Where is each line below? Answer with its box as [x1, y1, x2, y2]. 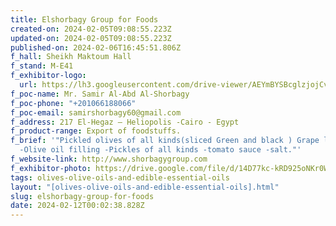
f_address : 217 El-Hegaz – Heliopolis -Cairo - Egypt [10, 117, 240, 127]
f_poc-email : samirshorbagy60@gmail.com [10, 107, 182, 118]
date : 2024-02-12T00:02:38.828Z [10, 201, 145, 211]
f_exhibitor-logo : [10, 71, 87, 81]
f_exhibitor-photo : [10, 163, 92, 173]
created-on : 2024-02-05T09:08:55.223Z [10, 24, 172, 34]
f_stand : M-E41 [10, 61, 74, 71]
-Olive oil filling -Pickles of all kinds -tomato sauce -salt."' [19, 145, 302, 155]
